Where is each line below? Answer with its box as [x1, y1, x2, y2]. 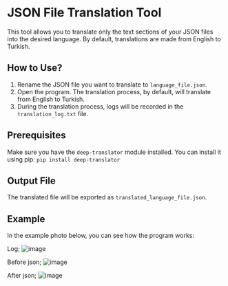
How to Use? [7, 62, 63, 74]
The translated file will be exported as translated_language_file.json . [7, 193, 207, 201]
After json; [7, 272, 37, 280]
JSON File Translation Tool [7, 5, 162, 21]
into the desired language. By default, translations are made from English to [7, 34, 222, 43]
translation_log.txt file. [17, 109, 88, 118]
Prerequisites [7, 129, 66, 142]
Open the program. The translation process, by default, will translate [17, 87, 211, 96]
